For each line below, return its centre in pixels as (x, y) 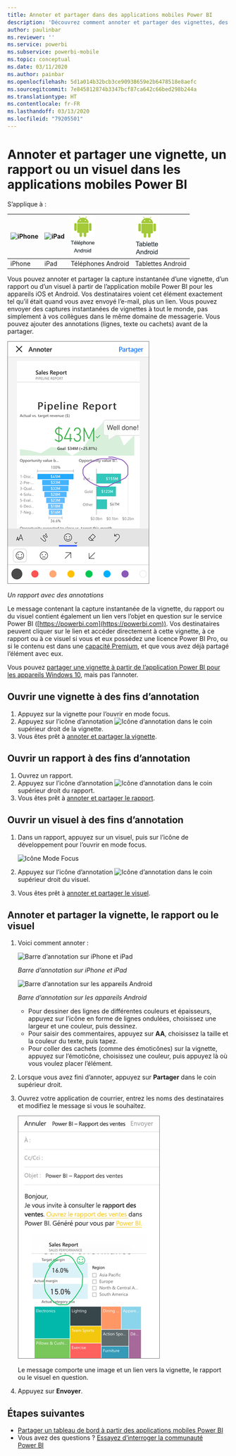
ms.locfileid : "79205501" (45, 119)
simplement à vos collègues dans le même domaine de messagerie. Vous (114, 316)
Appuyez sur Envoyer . (50, 1391)
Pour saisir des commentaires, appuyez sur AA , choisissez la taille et (128, 1034)
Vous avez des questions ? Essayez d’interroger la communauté (110, 1438)
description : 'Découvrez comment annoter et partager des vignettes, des (118, 22)
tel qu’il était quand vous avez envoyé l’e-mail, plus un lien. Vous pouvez (112, 301)
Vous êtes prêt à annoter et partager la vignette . (87, 736)
